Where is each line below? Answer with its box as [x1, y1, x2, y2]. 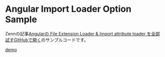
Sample [5, 14, 37, 25]
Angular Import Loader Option [5, 3, 132, 15]
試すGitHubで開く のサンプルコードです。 [5, 37, 88, 43]
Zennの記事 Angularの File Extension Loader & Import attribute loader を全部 [5, 30, 160, 36]
